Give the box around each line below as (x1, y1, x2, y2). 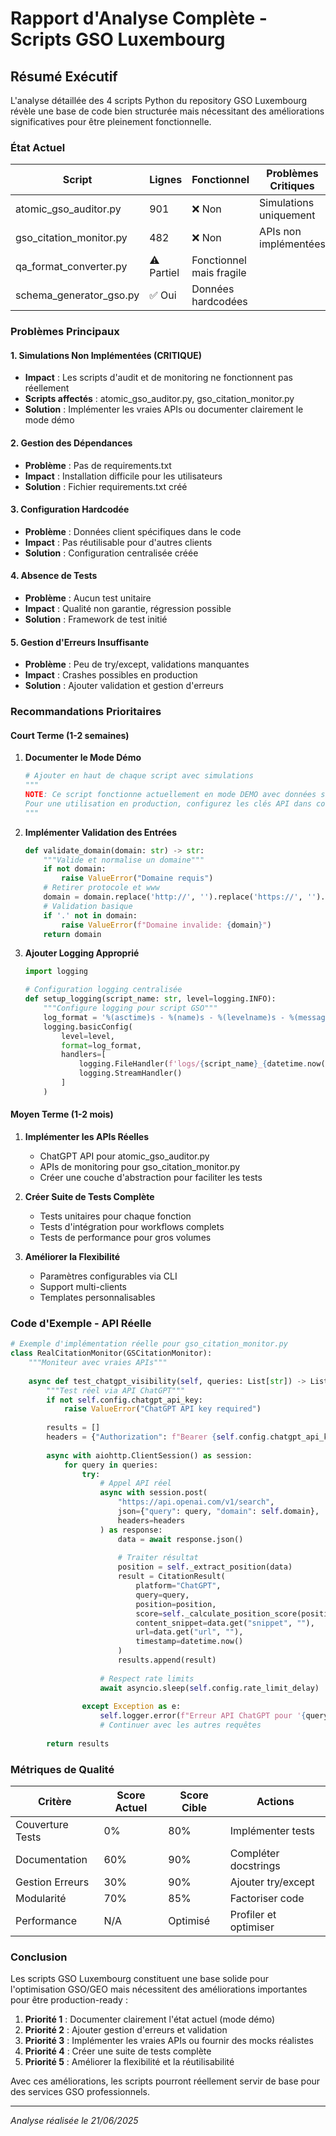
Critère (37, 1795, 72, 1809)
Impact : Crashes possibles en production (24, 669, 198, 681)
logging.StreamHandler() (78, 1068, 183, 1079)
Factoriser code (229, 1892, 305, 1906)
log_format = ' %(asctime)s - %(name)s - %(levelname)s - (43, 1012, 286, 1022)
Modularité (15, 1892, 67, 1906)
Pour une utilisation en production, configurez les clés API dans (24, 798, 312, 809)
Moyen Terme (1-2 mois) (10, 1108, 114, 1121)
